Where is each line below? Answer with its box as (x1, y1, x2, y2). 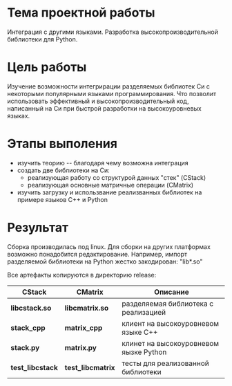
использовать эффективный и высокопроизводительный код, (7, 97, 189, 105)
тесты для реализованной (122, 358, 209, 368)
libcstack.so (10, 303, 52, 313)
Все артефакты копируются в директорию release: (7, 270, 157, 279)
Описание (154, 287, 189, 297)
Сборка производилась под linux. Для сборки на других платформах (7, 242, 211, 250)
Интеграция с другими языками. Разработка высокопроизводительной (7, 28, 219, 36)
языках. (7, 111, 30, 120)
